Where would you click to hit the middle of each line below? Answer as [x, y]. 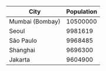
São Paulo [23, 40]
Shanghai [22, 50]
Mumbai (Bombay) [35, 21]
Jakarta [20, 60]
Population [82, 11]
